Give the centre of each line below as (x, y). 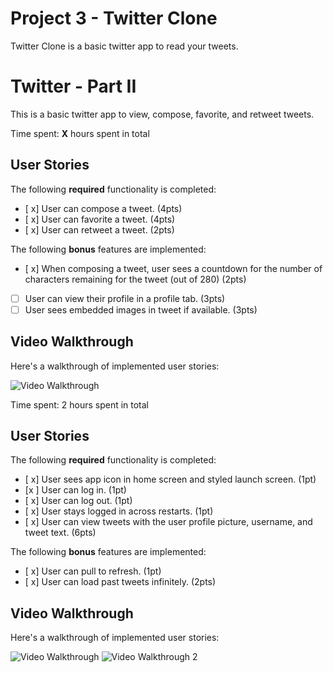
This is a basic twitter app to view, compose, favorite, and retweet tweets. (162, 114)
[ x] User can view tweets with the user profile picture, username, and (168, 522)
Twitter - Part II (73, 86)
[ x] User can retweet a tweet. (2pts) (99, 229)
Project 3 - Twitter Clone (114, 18)
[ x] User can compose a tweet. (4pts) (103, 208)
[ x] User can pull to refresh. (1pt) (93, 571)
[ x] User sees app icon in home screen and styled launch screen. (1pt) (170, 479)
